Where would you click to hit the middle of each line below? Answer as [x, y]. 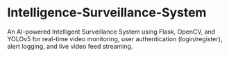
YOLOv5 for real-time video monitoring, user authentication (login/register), [115, 38]
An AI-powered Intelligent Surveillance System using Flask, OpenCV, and [111, 32]
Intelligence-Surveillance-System [107, 13]
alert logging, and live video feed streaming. [70, 46]
